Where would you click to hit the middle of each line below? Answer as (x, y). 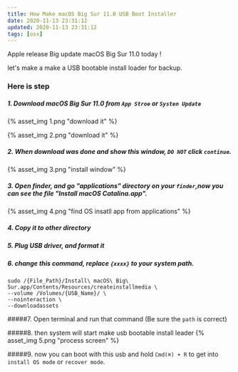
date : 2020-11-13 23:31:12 (47, 21)
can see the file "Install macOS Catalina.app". (77, 193)
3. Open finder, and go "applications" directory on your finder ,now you (115, 185)
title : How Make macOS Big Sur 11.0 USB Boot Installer (92, 14)
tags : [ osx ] (25, 34)
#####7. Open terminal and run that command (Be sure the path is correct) (117, 319)
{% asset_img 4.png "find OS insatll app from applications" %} (99, 212)
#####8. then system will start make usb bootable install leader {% (106, 333)
